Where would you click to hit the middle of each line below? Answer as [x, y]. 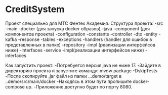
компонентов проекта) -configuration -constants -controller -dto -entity [81, 34]
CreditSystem [35, 9]
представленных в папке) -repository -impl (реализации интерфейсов [80, 44]
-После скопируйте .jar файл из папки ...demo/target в [64, 76]
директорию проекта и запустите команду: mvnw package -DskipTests [81, 70]
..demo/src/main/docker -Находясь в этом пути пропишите [69, 81]
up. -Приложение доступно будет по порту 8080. [79, 86]
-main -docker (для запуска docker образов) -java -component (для [78, 28]
